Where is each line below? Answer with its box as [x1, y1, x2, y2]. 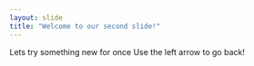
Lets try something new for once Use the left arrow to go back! [9, 46, 246, 57]
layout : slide [9, 13, 64, 23]
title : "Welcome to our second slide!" [9, 22, 161, 31]
